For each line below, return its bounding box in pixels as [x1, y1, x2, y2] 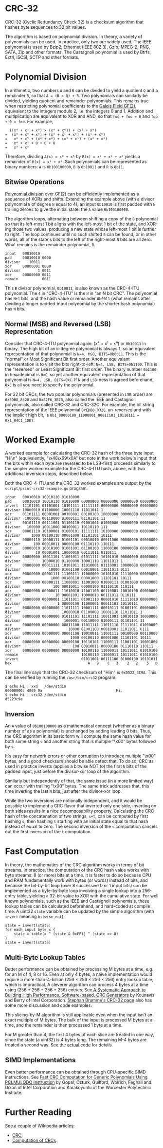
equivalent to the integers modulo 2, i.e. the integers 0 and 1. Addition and [5, 108, 153, 114]
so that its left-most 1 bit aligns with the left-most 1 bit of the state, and [5, 221, 146, 227]
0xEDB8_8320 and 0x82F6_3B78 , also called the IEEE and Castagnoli [5, 396, 136, 402]
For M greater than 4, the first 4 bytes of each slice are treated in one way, [5, 1032, 154, 1037]
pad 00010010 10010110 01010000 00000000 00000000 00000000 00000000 [5, 499, 158, 504]
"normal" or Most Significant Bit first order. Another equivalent [5, 356, 130, 362]
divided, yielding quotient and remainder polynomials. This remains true [5, 98, 149, 104]
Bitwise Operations [5, 178, 64, 186]
